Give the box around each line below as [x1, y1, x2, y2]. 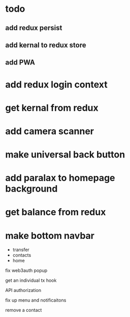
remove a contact [5, 307, 42, 313]
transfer [12, 246, 29, 253]
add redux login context [5, 79, 108, 90]
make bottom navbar [5, 230, 95, 241]
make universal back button [5, 149, 125, 161]
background [5, 183, 58, 195]
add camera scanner [5, 125, 94, 137]
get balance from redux [5, 207, 106, 218]
